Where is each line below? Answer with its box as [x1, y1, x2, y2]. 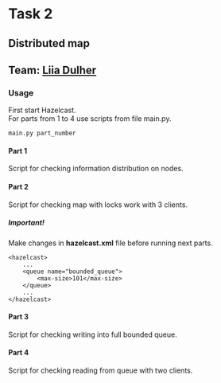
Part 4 [8, 348, 29, 358]
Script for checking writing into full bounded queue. [8, 330, 177, 339]
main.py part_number [8, 129, 77, 138]
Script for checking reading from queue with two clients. [8, 365, 193, 375]
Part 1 [8, 146, 28, 155]
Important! [8, 218, 45, 228]
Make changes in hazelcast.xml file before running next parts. [8, 238, 213, 248]
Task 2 [8, 5, 53, 23]
